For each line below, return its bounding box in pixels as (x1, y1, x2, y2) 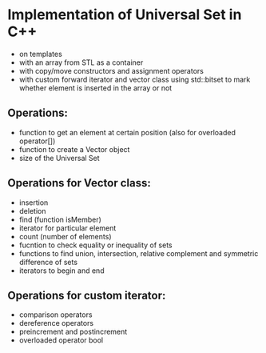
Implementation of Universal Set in (7, 6, 242, 24)
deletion (18, 206, 46, 215)
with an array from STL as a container (18, 58, 144, 67)
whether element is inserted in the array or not (18, 82, 173, 93)
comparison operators (18, 310, 93, 319)
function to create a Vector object (18, 144, 130, 154)
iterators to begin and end (18, 266, 105, 275)
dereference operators (18, 319, 93, 328)
